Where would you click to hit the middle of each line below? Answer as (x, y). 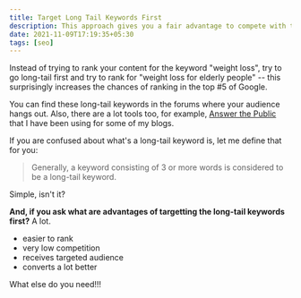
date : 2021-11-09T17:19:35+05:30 (72, 34)
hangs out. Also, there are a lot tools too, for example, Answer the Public (143, 114)
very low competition (61, 248)
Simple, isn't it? (37, 194)
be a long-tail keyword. (73, 177)
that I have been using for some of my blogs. (92, 123)
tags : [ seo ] (31, 43)
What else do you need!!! (55, 285)
